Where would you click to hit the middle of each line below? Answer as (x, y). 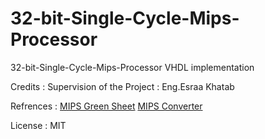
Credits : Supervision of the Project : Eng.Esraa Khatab (122, 86)
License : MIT (38, 125)
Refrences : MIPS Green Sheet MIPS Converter (106, 106)
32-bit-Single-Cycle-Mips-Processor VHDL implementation (132, 67)
